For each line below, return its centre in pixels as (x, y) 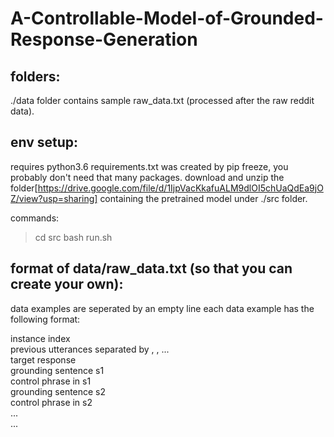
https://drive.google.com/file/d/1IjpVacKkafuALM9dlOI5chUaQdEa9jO (180, 188)
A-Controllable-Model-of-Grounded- (167, 18)
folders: (35, 76)
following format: (45, 319)
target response (43, 359)
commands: (35, 218)
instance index (40, 338)
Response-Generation (104, 39)
